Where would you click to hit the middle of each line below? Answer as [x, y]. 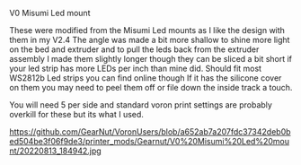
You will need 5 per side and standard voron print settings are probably [141, 105]
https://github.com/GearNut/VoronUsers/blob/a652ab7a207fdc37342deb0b [150, 132]
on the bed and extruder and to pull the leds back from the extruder [134, 49]
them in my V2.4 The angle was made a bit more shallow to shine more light [150, 40]
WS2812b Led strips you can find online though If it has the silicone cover [146, 78]
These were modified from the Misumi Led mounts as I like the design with [147, 30]
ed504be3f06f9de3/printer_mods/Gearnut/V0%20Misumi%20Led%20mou [150, 141]
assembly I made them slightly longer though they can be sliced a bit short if [151, 59]
